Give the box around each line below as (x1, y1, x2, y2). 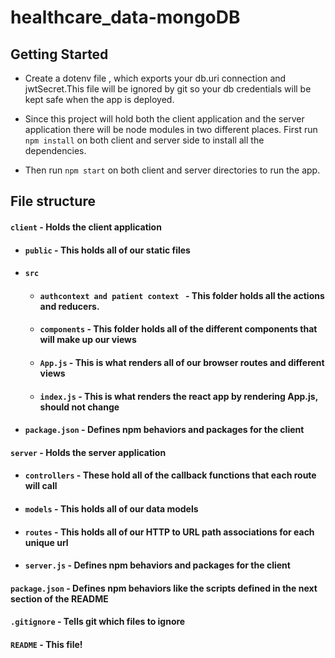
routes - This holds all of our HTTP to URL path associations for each (24, 526, 315, 538)
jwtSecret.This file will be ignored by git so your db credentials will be (24, 83, 312, 95)
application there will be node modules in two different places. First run (24, 124, 318, 135)
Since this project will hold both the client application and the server (24, 113, 305, 125)
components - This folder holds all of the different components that (39, 323, 318, 335)
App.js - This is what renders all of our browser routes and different (39, 356, 325, 368)
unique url (24, 536, 69, 548)
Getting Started (10, 46, 109, 63)
